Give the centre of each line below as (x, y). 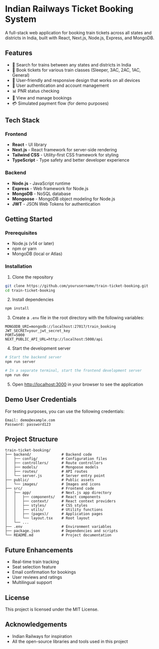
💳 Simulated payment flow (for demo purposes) (60, 103)
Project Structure (32, 439)
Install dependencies (33, 300)
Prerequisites (21, 233)
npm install (17, 308)
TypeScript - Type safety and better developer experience (71, 160)
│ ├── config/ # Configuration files (56, 459)
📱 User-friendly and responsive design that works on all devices (76, 80)
